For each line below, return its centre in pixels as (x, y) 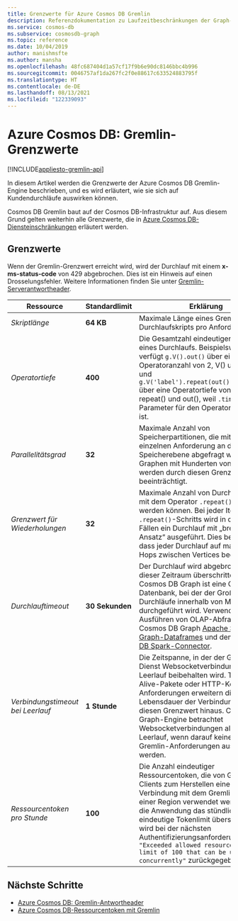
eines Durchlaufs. (168, 347)
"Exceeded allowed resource (186, 845)
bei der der (197, 592)
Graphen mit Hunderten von (186, 463)
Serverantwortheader (38, 288)
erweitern (207, 693)
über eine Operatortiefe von (185, 390)
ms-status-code (32, 273)
